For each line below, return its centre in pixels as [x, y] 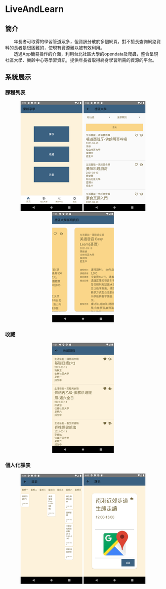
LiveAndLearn [35, 9]
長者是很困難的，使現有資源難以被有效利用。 [59, 48]
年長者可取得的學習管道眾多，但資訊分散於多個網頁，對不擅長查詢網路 [85, 41]
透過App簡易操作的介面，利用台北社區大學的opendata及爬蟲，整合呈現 [86, 54]
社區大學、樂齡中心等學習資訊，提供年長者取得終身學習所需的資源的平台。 [81, 60]
